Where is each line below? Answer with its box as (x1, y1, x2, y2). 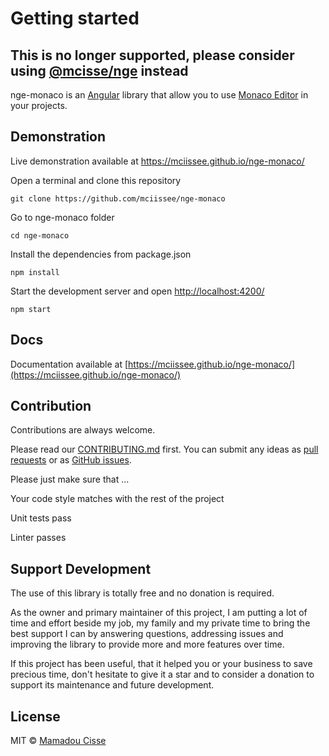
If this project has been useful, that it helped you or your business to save (10, 658, 313, 670)
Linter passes (10, 532, 67, 544)
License (10, 708, 61, 725)
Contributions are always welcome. (10, 424, 156, 436)
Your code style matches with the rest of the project (10, 493, 225, 505)
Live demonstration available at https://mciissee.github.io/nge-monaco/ (10, 155, 305, 167)
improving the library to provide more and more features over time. (10, 638, 285, 651)
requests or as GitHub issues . (10, 454, 132, 466)
